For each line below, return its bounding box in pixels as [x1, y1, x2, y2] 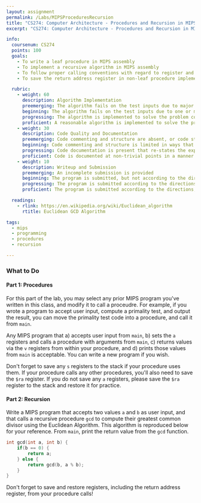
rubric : [11, 86, 31, 92]
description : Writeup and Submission [22, 164, 117, 170]
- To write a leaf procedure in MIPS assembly [17, 58, 135, 65]
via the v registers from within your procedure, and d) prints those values [6, 345, 186, 351]
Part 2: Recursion [6, 395, 51, 402]
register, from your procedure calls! [6, 490, 94, 498]
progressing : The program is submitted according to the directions [22, 181, 197, 187]
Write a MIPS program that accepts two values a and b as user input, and [6, 409, 185, 416]
